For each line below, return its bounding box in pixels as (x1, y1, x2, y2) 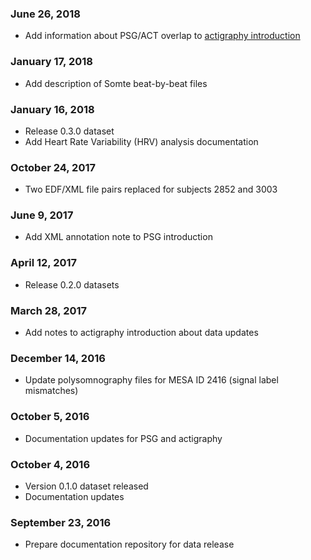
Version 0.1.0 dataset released (24, 480, 149, 492)
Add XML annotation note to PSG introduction (24, 231, 213, 243)
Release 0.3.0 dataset (24, 125, 115, 137)
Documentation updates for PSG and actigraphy (24, 432, 223, 444)
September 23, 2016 (10, 515, 112, 529)
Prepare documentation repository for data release (24, 538, 235, 551)
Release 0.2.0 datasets (24, 278, 120, 291)
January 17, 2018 (10, 55, 93, 69)
